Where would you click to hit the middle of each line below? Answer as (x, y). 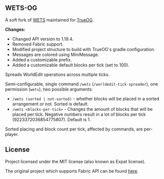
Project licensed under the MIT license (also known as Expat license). (75, 161)
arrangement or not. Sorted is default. (51, 104)
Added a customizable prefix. (42, 60)
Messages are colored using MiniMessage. (55, 54)
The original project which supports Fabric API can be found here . (72, 171)
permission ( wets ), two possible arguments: (49, 89)
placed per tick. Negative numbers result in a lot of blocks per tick (79, 114)
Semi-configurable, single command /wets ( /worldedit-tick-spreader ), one (82, 84)
